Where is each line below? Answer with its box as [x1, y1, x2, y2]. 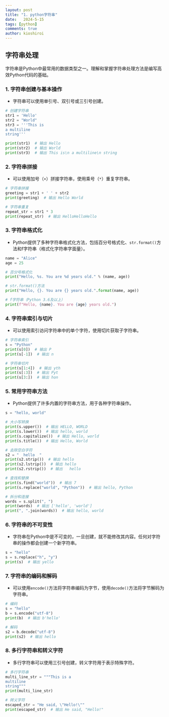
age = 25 [5, 260, 24, 266]
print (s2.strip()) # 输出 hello [5, 457, 74, 462]
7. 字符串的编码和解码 [5, 573, 57, 580]
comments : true [5, 26, 37, 31]
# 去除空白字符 [5, 447, 33, 452]
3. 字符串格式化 [5, 227, 43, 234]
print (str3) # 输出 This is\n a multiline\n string [5, 150, 117, 156]
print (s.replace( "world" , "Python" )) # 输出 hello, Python [5, 485, 133, 490]
